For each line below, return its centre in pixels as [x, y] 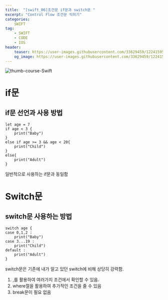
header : [13, 47]
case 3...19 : [20, 242]
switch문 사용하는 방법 [39, 216]
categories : [17, 19]
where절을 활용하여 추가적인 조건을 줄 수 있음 [57, 286]
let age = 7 [17, 125]
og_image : [24, 57]
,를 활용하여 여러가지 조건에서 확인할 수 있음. [56, 280]
